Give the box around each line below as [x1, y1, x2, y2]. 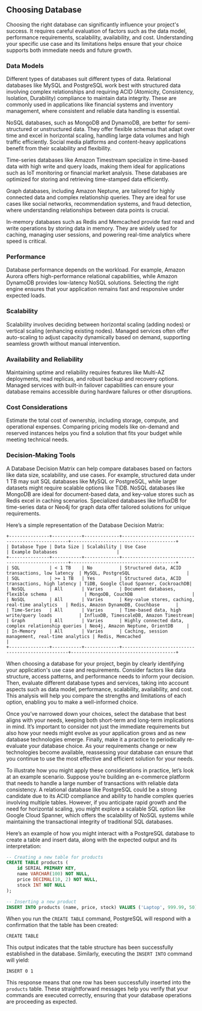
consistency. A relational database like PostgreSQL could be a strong [6, 786, 177, 793]
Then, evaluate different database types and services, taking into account [6, 679, 189, 686]
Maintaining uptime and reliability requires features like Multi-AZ [6, 369, 165, 376]
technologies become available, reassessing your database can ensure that [6, 748, 194, 756]
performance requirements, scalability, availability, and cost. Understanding [6, 33, 194, 41]
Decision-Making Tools [6, 451, 76, 459]
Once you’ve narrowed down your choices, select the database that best [6, 710, 186, 717]
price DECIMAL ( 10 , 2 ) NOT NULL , [17, 876, 98, 883]
